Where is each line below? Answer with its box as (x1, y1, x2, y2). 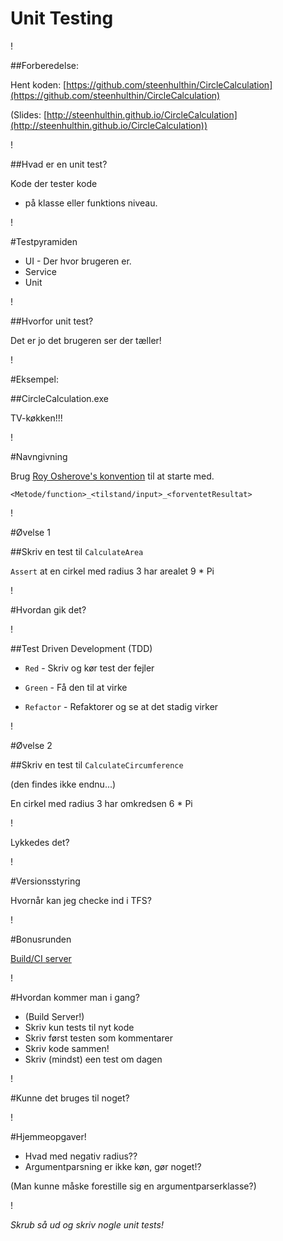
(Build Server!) (24, 1010, 85, 1022)
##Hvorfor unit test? (10, 315, 94, 327)
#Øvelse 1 (10, 526, 51, 538)
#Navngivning (10, 450, 68, 462)
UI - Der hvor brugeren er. (24, 255, 132, 267)
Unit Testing (10, 7, 114, 30)
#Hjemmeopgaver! (10, 1130, 87, 1142)
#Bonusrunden (10, 933, 72, 945)
